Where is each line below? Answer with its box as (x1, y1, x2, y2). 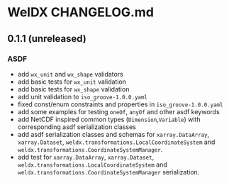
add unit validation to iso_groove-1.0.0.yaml (17, 92, 147, 101)
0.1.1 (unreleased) (7, 33, 86, 45)
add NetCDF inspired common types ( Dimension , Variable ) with (17, 115, 201, 123)
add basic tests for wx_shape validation (17, 84, 130, 93)
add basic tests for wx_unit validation (17, 77, 126, 86)
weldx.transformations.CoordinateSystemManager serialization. (17, 167, 200, 176)
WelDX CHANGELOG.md (7, 4, 155, 21)
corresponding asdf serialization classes (17, 122, 136, 131)
